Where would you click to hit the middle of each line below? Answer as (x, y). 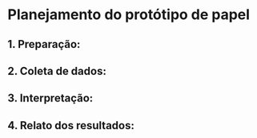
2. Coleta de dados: (57, 71)
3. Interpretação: (50, 99)
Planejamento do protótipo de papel (128, 15)
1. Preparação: (44, 44)
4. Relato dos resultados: (71, 125)
